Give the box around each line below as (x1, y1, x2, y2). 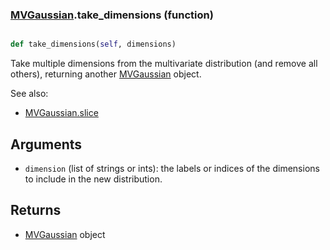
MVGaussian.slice (24, 107, 99, 119)
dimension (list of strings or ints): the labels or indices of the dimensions (24, 162, 320, 174)
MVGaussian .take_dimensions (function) (10, 8, 214, 22)
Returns (10, 202, 62, 219)
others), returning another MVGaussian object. (10, 68, 202, 80)
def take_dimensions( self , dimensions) (10, 39, 177, 50)
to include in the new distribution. (24, 173, 163, 185)
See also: (10, 88, 49, 100)
